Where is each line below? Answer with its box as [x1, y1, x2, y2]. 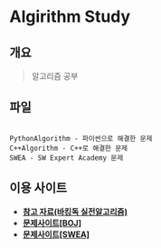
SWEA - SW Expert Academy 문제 [9, 153, 124, 163]
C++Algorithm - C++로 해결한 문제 [9, 144, 128, 153]
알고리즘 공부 [31, 71, 79, 81]
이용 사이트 [9, 180, 68, 196]
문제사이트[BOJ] [22, 217, 81, 228]
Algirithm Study [9, 6, 131, 27]
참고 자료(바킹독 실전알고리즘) [22, 206, 128, 217]
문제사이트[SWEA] [22, 229, 90, 240]
